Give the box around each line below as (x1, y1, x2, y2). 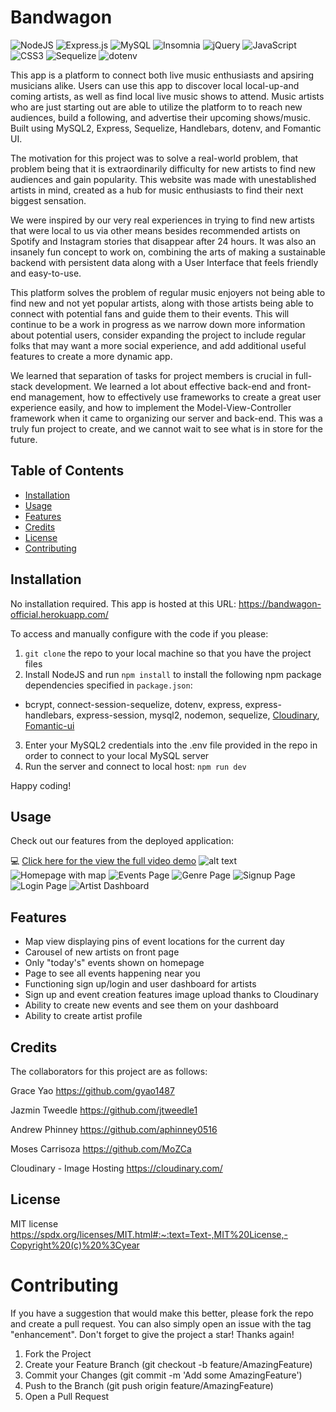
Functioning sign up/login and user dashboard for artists (24, 978, 257, 990)
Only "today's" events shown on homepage (24, 957, 205, 969)
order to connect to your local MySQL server (24, 749, 210, 761)
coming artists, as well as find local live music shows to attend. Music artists (10, 90, 325, 102)
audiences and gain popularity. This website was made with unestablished (10, 173, 317, 185)
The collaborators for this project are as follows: (10, 1066, 208, 1077)
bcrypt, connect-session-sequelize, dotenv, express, (24, 698, 243, 710)
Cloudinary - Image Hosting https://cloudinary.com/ (10, 1162, 223, 1174)
